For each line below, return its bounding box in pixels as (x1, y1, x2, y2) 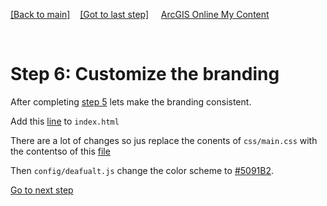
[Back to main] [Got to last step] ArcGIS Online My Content (10, 9, 270, 20)
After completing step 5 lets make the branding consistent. (10, 95, 252, 108)
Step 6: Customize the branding (10, 63, 280, 86)
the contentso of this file (10, 145, 111, 157)
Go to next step (10, 184, 74, 196)
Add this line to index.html (10, 115, 120, 127)
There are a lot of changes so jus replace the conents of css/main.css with (10, 134, 318, 146)
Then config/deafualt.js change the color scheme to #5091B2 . (10, 164, 275, 176)
